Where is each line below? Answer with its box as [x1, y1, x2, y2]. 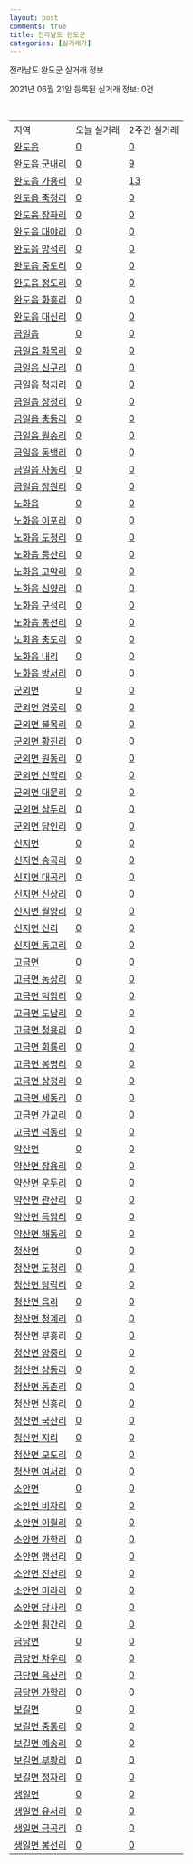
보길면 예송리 [14, 1737, 67, 1750]
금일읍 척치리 [14, 379, 67, 391]
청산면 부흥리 [14, 1330, 67, 1342]
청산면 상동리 [14, 1364, 67, 1377]
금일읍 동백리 [14, 447, 67, 459]
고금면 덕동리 [14, 1126, 67, 1139]
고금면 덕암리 [14, 990, 67, 1003]
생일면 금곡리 [14, 1822, 67, 1835]
